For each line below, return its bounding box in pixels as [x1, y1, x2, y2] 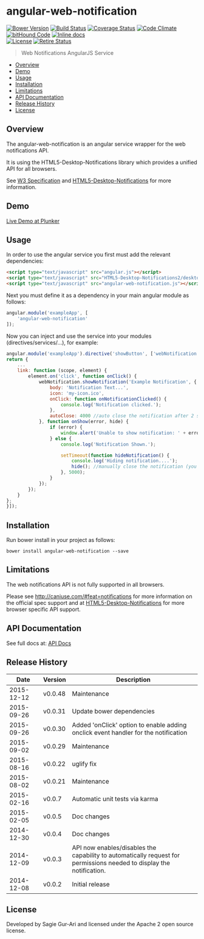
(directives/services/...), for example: [6, 338, 98, 346]
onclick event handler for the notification [72, 728, 188, 737]
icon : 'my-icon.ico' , [49, 390, 104, 396]
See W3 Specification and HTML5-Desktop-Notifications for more [6, 177, 172, 184]
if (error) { [49, 424, 83, 430]
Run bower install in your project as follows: [6, 537, 115, 544]
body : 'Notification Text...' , [49, 384, 129, 391]
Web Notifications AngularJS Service [21, 49, 114, 56]
